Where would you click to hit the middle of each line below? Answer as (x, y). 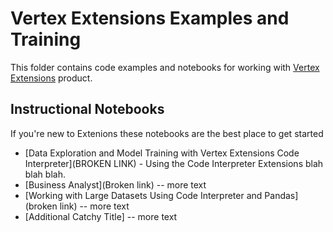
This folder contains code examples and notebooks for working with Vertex (165, 67)
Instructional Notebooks (87, 109)
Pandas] (281, 195)
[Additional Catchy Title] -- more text (101, 216)
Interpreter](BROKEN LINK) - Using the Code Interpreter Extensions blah (174, 163)
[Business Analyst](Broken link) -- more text (115, 184)
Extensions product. (51, 78)
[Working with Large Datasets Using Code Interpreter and (143, 195)
